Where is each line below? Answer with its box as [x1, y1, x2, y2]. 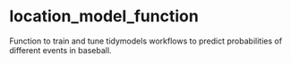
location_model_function [9, 6, 199, 27]
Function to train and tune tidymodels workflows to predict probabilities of [9, 35, 283, 46]
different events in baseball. [9, 44, 112, 55]
